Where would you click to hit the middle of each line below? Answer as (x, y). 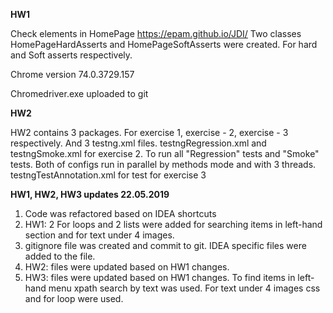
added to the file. (60, 256)
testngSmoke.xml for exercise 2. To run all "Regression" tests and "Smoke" (165, 153)
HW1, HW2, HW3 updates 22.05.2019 (90, 194)
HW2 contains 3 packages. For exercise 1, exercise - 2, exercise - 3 (149, 132)
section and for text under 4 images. (99, 235)
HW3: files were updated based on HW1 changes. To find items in (160, 277)
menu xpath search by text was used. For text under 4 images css (184, 288)
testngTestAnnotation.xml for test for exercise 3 (108, 175)
